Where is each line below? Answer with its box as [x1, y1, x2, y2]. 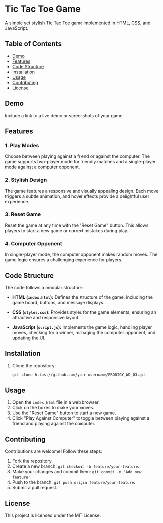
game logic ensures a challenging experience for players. [5, 257, 123, 263]
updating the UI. [12, 335, 46, 341]
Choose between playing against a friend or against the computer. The [5, 153, 150, 159]
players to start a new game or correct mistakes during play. [5, 227, 128, 233]
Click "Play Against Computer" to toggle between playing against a [12, 415, 150, 421]
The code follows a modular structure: [5, 284, 83, 290]
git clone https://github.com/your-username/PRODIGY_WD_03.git [12, 372, 147, 377]
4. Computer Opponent [5, 240, 62, 247]
